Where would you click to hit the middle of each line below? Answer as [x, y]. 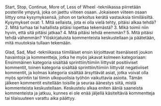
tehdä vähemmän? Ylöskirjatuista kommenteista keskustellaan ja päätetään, [80, 38]
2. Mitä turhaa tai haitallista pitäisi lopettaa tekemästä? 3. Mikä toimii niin [77, 27]
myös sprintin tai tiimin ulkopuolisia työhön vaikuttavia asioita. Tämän [74, 78]
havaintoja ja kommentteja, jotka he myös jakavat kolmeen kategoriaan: [76, 57]
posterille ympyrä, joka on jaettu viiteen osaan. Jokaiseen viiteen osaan [76, 12]
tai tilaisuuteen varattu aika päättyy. [40, 98]
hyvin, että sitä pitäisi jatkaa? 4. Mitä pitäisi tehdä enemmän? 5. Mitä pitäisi [79, 33]
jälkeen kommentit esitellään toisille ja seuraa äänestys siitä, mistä [71, 83]
